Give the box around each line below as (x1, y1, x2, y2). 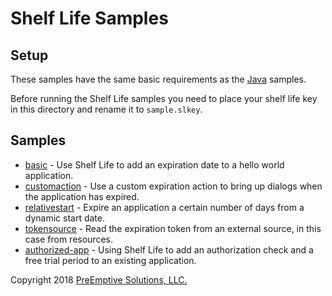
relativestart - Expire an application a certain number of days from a (24, 201, 305, 213)
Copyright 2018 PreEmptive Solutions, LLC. (10, 273, 188, 286)
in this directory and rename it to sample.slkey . (10, 103, 203, 115)
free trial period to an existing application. (24, 254, 197, 266)
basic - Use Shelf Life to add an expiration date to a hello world (24, 158, 285, 171)
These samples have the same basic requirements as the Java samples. (10, 73, 307, 85)
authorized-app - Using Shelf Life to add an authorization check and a (24, 243, 314, 256)
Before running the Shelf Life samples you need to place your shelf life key (10, 93, 318, 104)
